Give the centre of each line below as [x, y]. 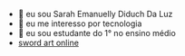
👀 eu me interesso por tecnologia [80, 23]
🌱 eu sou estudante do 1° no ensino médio [97, 33]
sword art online [49, 42]
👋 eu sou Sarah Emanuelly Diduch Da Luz [95, 14]
